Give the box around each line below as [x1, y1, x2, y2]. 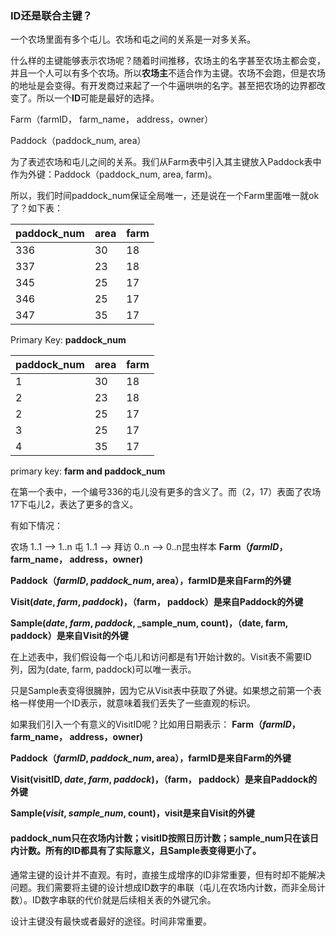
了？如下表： [10, 202, 63, 214]
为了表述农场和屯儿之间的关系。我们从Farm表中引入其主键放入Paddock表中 [10, 156, 322, 168]
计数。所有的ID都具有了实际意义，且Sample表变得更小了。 [18, 844, 262, 856]
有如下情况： [10, 520, 63, 532]
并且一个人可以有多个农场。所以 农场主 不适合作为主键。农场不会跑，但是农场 [10, 67, 326, 79]
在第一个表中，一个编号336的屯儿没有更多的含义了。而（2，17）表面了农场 [10, 486, 322, 498]
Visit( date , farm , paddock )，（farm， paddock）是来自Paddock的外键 [10, 596, 304, 608]
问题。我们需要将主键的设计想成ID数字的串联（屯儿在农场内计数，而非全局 [10, 881, 317, 893]
